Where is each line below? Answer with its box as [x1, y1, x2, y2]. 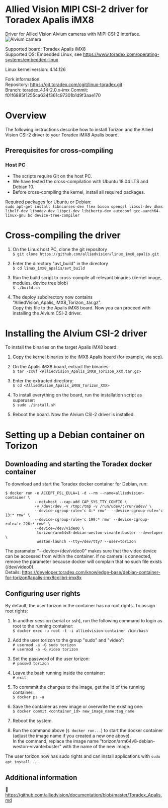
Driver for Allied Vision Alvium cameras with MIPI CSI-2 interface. [5, 31, 141, 37]
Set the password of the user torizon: [12, 656, 90, 662]
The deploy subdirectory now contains [12, 294, 93, 300]
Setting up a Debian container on [5, 429, 145, 441]
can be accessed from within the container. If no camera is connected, [5, 553, 152, 559]
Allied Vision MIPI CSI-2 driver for [5, 4, 148, 15]
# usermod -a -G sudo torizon [12, 642, 76, 648]
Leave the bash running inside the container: [12, 670, 106, 676]
